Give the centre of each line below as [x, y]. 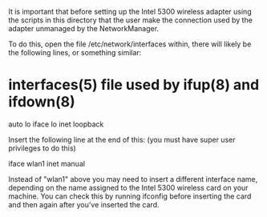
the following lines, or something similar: [75, 52]
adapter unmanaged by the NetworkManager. [83, 28]
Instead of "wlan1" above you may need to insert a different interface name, [133, 179]
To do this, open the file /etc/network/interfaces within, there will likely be [130, 44]
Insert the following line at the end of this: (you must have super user [122, 139]
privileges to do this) [42, 148]
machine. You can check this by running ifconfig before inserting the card [130, 196]
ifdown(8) [42, 102]
